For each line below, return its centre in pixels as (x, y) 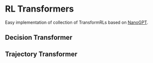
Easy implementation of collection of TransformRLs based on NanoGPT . (77, 22)
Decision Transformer (39, 38)
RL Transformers (39, 9)
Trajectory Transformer (41, 54)
